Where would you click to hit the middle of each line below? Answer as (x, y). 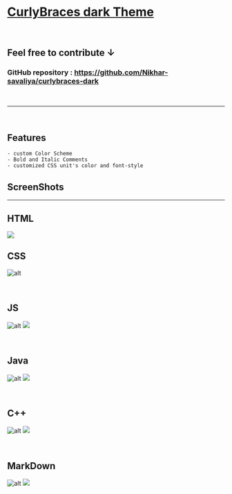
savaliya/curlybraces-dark (53, 82)
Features (27, 138)
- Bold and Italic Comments (48, 160)
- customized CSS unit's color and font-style (75, 166)
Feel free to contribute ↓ (61, 53)
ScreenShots (36, 187)
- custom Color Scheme (40, 154)
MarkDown (31, 466)
